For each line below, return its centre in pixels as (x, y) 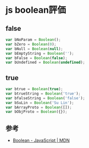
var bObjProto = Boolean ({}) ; (37, 112)
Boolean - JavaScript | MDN (41, 141)
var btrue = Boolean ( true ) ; (34, 89)
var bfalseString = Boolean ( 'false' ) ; (45, 98)
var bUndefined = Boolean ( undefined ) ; (45, 62)
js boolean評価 (36, 10)
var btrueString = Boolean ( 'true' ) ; (43, 94)
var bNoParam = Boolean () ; (33, 40)
